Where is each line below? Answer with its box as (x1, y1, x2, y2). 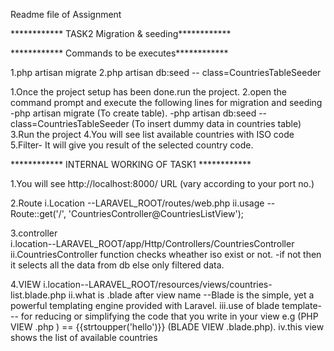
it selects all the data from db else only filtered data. (10, 259, 225, 271)
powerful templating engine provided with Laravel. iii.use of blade (10, 300, 280, 311)
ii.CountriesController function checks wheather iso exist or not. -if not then (10, 249, 322, 260)
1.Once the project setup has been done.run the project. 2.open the (10, 86, 287, 98)
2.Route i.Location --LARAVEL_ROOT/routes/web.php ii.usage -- (10, 197, 276, 209)
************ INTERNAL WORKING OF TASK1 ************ (10, 159, 252, 170)
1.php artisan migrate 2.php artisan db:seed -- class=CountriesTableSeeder (10, 67, 322, 78)
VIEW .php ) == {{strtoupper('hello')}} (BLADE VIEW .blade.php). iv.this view (10, 321, 325, 333)
